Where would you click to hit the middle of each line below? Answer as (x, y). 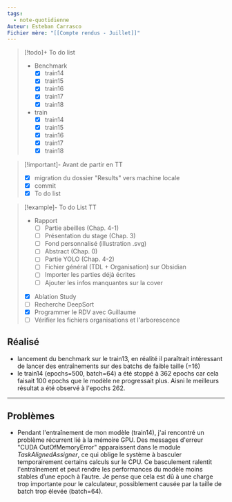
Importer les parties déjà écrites (90, 275)
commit (45, 185)
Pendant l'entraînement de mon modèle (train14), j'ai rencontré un (111, 433)
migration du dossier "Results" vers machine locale (107, 177)
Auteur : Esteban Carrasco (44, 26)
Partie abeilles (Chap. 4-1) (82, 228)
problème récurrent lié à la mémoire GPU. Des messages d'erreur (110, 440)
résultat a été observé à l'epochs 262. (71, 388)
